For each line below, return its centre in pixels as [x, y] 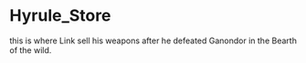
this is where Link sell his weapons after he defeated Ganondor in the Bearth [153, 40]
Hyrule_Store [60, 16]
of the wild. [31, 49]
